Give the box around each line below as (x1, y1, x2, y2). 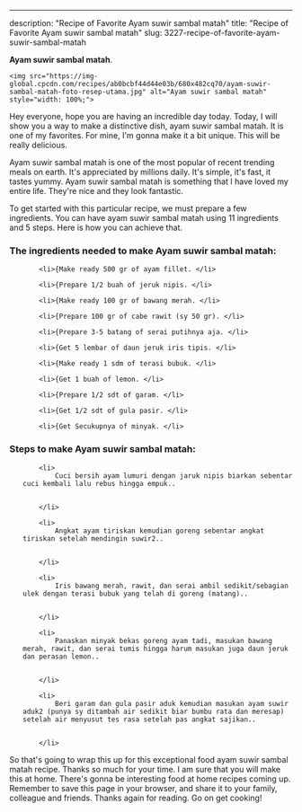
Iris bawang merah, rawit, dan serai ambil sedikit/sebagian (55, 581, 289, 590)
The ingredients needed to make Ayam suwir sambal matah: (9, 244, 277, 257)
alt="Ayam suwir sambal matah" (149, 87, 268, 96)
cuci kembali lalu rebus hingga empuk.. (22, 479, 176, 488)
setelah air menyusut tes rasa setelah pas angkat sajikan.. (22, 715, 257, 724)
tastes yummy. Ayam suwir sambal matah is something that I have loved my (9, 176, 289, 187)
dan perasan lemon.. (22, 652, 100, 661)
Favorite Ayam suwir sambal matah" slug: (9, 28, 163, 38)
